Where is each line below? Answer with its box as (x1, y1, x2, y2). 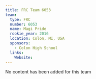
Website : (14, 55, 33, 60)
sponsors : (10, 41, 30, 46)
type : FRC (10, 17, 30, 22)
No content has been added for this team (5, 69, 91, 75)
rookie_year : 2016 (10, 31, 49, 36)
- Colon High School (14, 45, 58, 50)
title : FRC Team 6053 (5, 7, 51, 13)
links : (10, 50, 24, 55)
